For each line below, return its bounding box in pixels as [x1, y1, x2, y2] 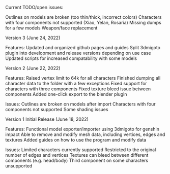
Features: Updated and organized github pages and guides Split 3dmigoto [5, 45, 160, 50]
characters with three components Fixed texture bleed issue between [5, 86, 151, 92]
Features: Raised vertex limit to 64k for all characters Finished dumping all [5, 75, 161, 81]
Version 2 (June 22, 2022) [5, 65, 61, 71]
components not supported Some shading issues [5, 107, 108, 112]
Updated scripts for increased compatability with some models [5, 55, 137, 61]
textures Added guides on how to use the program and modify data [5, 137, 147, 143]
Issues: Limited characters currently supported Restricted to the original [5, 147, 156, 153]
